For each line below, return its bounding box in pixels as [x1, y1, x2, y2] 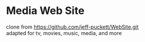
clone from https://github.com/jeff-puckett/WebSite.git [6, 23, 139, 30]
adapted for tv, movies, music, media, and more [6, 29, 122, 36]
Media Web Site [6, 4, 85, 17]
